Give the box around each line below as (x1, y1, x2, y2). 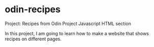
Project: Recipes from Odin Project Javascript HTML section (5, 20, 131, 27)
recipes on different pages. (5, 36, 62, 42)
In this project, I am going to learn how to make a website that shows (5, 30, 149, 36)
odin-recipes (5, 4, 61, 15)
